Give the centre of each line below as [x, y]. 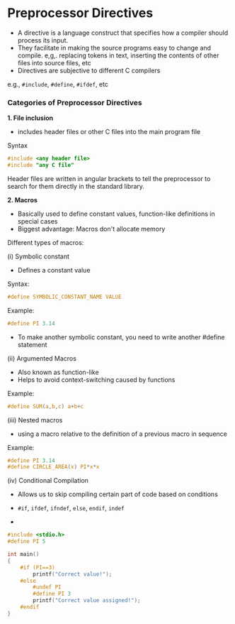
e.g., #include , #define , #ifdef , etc [58, 84]
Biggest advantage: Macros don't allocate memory [91, 229]
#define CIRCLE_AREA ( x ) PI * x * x [53, 467]
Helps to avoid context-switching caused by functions [96, 379]
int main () [23, 554]
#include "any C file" [41, 165]
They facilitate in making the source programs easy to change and [114, 48]
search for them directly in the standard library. [76, 186]
